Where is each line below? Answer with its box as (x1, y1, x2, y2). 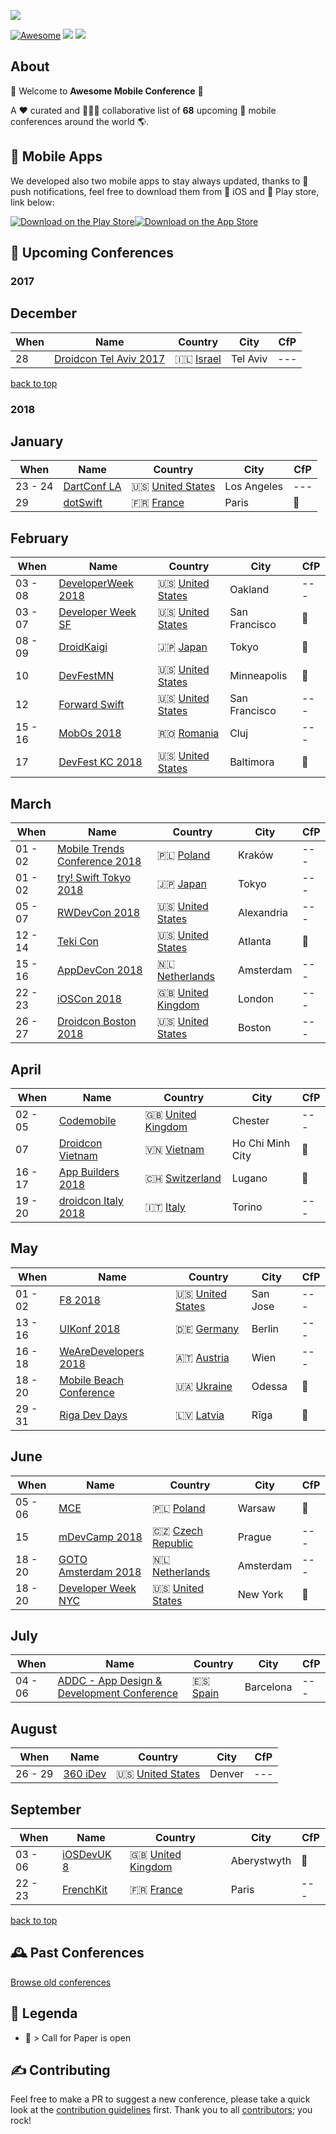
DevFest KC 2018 (58, 755, 143, 769)
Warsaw (237, 1501, 277, 1515)
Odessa (251, 1379, 288, 1393)
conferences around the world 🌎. (10, 115, 150, 127)
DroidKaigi (58, 640, 108, 654)
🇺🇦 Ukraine (174, 1379, 233, 1393)
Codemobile (58, 1113, 117, 1127)
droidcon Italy (58, 1193, 124, 1207)
